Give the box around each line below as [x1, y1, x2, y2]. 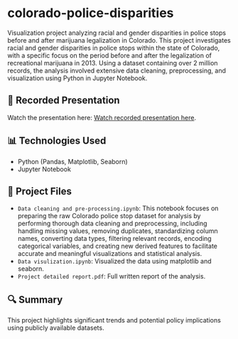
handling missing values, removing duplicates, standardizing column [17, 227, 218, 235]
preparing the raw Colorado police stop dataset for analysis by [17, 212, 201, 220]
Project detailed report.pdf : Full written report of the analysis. [17, 272, 206, 281]
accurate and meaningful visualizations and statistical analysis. [17, 249, 202, 258]
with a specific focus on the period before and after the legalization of [7, 51, 212, 60]
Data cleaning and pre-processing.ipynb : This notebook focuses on [17, 204, 219, 212]
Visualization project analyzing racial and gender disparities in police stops [7, 28, 226, 37]
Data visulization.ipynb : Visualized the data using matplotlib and [17, 257, 212, 266]
